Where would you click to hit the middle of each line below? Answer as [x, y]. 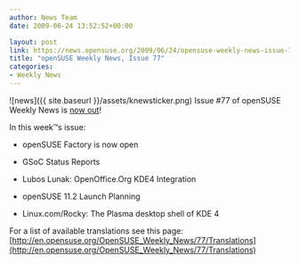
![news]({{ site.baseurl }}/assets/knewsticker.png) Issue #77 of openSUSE [145, 100]
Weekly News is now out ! [56, 110]
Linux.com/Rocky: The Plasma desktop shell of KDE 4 [121, 213]
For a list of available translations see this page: [97, 231]
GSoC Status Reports [61, 161]
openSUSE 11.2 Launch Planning [81, 196]
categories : [31, 67]
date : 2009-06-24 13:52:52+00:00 [71, 26]
